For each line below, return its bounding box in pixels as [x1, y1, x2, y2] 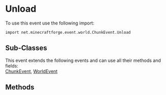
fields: [5, 62, 19, 69]
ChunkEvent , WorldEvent [5, 68, 58, 74]
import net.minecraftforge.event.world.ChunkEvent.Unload [5, 30, 131, 35]
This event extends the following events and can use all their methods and [5, 57, 161, 63]
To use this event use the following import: [5, 20, 95, 26]
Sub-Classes [5, 44, 47, 53]
